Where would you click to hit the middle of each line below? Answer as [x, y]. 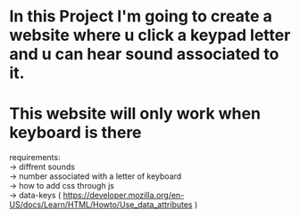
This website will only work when [135, 114]
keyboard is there [75, 133]
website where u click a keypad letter [150, 35]
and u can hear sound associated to [144, 54]
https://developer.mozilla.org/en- [124, 195]
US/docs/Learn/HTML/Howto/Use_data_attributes [101, 205]
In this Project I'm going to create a [141, 16]
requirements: [35, 157]
